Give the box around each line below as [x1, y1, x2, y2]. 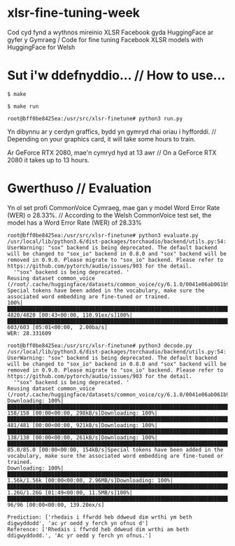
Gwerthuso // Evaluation [7, 181, 152, 197]
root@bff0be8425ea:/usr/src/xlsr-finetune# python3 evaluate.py [7, 232, 199, 239]
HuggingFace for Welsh [7, 43, 76, 51]
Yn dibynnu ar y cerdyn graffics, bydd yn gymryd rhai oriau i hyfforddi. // [7, 127, 217, 136]
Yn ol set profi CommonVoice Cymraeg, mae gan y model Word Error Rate [7, 203, 220, 211]
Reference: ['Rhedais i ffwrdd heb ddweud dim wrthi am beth [7, 526, 190, 533]
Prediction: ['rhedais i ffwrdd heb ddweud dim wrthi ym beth [7, 513, 192, 521]
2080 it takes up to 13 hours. [7, 155, 90, 164]
